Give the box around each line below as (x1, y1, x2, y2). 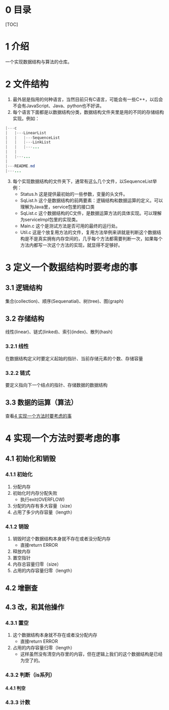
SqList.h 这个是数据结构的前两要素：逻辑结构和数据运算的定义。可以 (20, 197, 163, 204)
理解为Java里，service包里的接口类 (20, 204, 95, 210)
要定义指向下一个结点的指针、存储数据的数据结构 (5, 382, 108, 388)
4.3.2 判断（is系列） (5, 671, 56, 678)
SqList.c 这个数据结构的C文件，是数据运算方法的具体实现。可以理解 (20, 210, 162, 216)
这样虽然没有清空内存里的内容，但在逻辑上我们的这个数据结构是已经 (20, 651, 163, 657)
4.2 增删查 (5, 584, 38, 593)
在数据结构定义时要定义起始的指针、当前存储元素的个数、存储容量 (5, 355, 143, 362)
